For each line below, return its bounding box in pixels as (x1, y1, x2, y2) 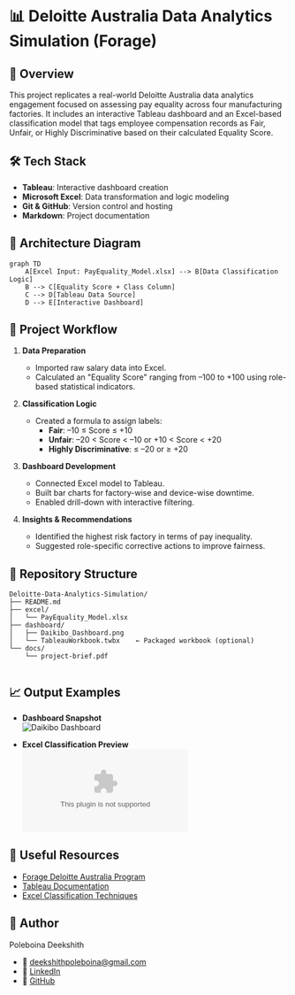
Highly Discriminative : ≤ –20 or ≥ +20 (48, 444, 188, 455)
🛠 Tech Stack (9, 154, 87, 169)
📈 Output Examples (9, 684, 121, 699)
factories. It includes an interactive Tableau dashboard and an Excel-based (9, 109, 282, 119)
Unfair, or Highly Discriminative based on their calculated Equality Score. (9, 127, 274, 137)
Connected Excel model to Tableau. (34, 478, 165, 489)
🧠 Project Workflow (9, 322, 117, 337)
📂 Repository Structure (9, 567, 138, 582)
